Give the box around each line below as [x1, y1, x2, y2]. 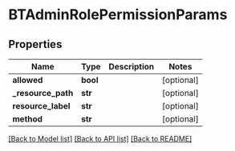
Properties [8, 38, 63, 51]
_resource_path [12, 88, 74, 98]
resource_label [12, 101, 71, 111]
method [12, 113, 43, 125]
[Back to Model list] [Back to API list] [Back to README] [8, 134, 192, 143]
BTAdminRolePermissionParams [8, 6, 228, 24]
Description [108, 62, 155, 72]
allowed [12, 74, 43, 85]
